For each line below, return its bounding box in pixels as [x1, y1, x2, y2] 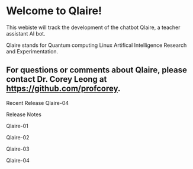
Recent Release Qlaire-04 [6, 99, 69, 106]
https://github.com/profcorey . [6, 84, 121, 94]
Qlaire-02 [6, 133, 30, 141]
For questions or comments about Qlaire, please [6, 65, 188, 75]
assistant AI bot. [6, 30, 46, 37]
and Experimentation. [6, 47, 59, 55]
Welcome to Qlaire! [6, 4, 102, 18]
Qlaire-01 [6, 122, 28, 129]
